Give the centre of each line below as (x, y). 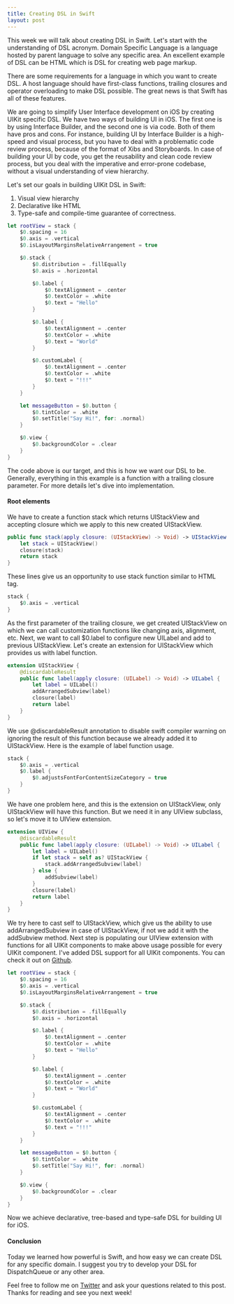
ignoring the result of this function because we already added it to (102, 738)
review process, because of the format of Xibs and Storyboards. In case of (115, 149)
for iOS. (18, 1225)
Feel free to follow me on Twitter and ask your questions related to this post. (117, 1285)
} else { (45, 871)
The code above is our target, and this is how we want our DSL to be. (107, 470)
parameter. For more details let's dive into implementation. (91, 485)
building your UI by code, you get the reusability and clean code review (110, 156)
